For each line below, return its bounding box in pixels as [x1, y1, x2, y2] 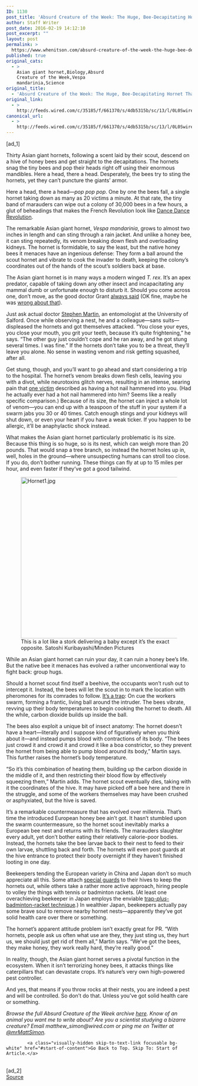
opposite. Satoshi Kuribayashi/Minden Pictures [21, 645, 134, 651]
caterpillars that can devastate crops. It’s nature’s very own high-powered [6, 968, 185, 975]
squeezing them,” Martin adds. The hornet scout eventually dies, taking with [6, 778, 192, 785]
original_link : [6, 96, 44, 102]
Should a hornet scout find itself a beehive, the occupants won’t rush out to [6, 680, 190, 687]
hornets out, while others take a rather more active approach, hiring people [6, 883, 189, 889]
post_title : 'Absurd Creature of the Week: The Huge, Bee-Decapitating [6, 14, 186, 20]
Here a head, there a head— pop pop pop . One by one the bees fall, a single [6, 188, 190, 195]
